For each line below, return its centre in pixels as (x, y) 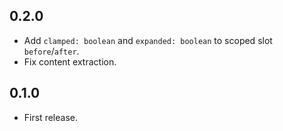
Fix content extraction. (70, 61)
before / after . (51, 51)
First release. (50, 117)
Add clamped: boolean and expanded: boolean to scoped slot (148, 40)
